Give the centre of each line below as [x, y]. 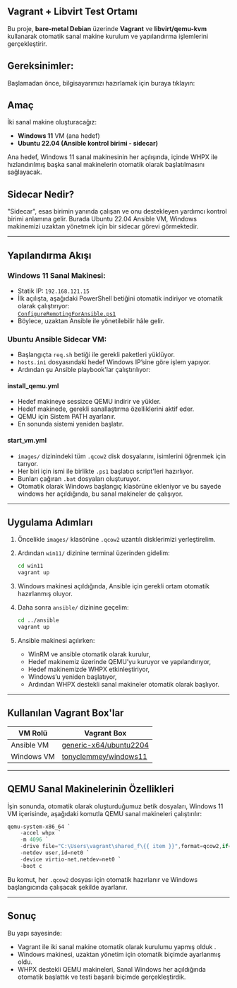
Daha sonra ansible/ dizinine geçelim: [73, 608]
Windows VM [33, 756]
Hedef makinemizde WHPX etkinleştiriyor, [89, 669]
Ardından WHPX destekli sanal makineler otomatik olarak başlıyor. [124, 684]
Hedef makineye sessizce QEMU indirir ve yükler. [89, 402]
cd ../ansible [38, 621]
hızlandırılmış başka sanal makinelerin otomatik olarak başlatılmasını [106, 165]
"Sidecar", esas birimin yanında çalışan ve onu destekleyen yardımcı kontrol [117, 211]
